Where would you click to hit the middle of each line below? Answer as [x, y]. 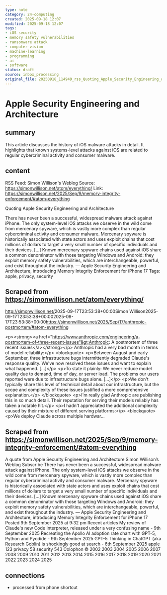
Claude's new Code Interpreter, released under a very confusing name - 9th [83, 528]
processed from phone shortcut [45, 587]
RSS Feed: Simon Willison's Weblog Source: [50, 183]
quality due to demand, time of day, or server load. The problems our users [82, 374]
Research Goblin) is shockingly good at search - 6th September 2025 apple [83, 544]
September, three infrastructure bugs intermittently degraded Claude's [78, 358]
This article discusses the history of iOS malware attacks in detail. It [75, 144]
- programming [20, 56]
